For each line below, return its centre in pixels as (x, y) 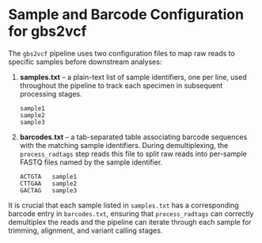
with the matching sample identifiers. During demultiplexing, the (124, 145)
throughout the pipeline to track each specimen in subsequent (121, 85)
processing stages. (51, 93)
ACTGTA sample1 (48, 177)
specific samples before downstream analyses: (85, 62)
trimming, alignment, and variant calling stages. (85, 230)
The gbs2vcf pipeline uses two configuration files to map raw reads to (122, 53)
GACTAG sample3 (48, 190)
